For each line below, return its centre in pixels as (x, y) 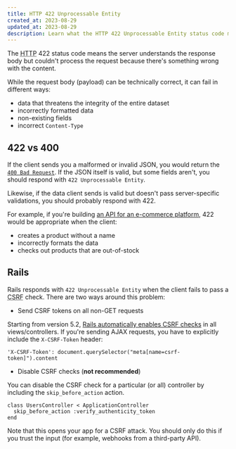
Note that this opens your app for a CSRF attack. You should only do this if (115, 431)
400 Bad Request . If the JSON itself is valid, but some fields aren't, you (109, 172)
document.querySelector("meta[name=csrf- (119, 352)
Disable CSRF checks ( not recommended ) (79, 371)
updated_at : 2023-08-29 (42, 27)
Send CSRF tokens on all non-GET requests (80, 310)
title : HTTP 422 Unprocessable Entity (64, 14)
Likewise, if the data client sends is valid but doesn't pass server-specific (113, 194)
